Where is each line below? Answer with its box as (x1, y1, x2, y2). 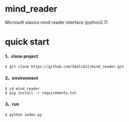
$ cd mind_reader (5, 86, 40, 91)
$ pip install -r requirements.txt (5, 91, 77, 95)
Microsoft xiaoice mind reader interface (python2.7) (5, 19, 108, 25)
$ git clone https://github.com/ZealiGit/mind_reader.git (5, 64, 124, 69)
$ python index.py (5, 112, 42, 117)
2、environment (5, 75, 39, 81)
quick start (5, 36, 50, 47)
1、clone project (5, 53, 39, 59)
